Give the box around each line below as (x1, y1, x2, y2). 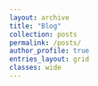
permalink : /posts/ (9, 38, 82, 47)
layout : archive (9, 13, 69, 22)
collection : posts (9, 30, 78, 39)
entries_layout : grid (9, 55, 90, 64)
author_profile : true (9, 47, 90, 56)
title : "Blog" (9, 21, 62, 30)
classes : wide (9, 64, 62, 73)
